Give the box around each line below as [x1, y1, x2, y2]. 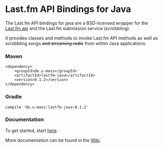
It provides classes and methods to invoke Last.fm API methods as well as [5, 35, 158, 41]
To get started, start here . [5, 127, 58, 133]
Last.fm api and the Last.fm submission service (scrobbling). [5, 25, 130, 31]
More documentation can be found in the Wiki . [5, 137, 101, 143]
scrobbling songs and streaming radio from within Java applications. [5, 40, 147, 46]
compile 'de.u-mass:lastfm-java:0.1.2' [5, 104, 89, 109]
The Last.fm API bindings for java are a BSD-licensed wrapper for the [5, 20, 148, 26]
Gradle [5, 93, 22, 100]
